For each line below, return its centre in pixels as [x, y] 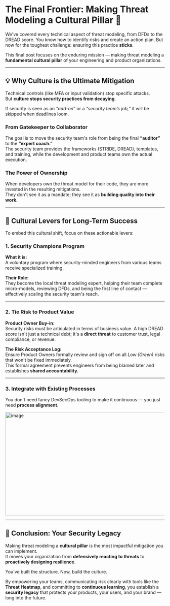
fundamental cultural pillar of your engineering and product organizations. [83, 60]
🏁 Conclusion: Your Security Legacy [63, 534]
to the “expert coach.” [29, 144]
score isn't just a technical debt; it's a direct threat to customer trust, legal [83, 334]
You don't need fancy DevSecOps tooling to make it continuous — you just [83, 400]
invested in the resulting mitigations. [43, 189]
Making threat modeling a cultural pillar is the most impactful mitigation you [84, 546]
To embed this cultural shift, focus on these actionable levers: [70, 233]
